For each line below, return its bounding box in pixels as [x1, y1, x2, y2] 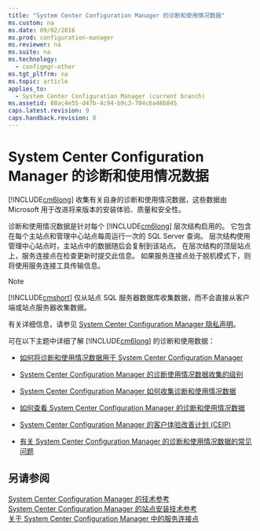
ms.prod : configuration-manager [8, 33, 114, 42]
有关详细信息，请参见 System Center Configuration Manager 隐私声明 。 [8, 319, 241, 329]
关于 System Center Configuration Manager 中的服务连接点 [8, 514, 200, 523]
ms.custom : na [8, 19, 55, 27]
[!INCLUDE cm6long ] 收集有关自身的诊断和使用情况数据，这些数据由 [8, 195, 228, 204]
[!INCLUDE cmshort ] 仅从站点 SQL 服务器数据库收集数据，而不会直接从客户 [8, 292, 250, 302]
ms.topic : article [8, 77, 68, 85]
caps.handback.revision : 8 [8, 114, 97, 122]
